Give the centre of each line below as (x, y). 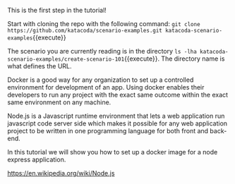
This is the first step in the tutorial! (57, 10)
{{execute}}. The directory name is (174, 59)
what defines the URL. (40, 66)
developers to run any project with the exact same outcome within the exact (117, 95)
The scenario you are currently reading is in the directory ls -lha (102, 51)
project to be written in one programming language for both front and (108, 131)
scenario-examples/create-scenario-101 (66, 59)
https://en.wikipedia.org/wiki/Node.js (61, 173)
